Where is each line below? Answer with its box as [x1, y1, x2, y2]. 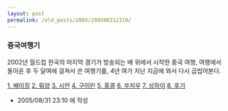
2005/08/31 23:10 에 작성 [17, 96, 89, 104]
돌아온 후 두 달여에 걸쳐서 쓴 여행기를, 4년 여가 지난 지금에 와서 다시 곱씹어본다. [7, 67, 222, 75]
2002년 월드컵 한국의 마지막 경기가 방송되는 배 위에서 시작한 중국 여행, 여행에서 [7, 58, 222, 66]
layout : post [7, 10, 45, 17]
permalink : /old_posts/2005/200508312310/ [7, 17, 132, 24]
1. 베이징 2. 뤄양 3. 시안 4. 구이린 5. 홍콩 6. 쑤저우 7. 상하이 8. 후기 [7, 81, 186, 89]
